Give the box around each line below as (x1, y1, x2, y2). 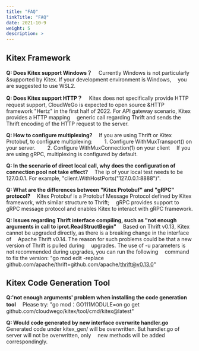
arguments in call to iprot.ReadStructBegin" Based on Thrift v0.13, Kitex (6, 223, 190, 230)
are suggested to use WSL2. (6, 82, 76, 89)
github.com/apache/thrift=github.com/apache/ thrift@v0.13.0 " (6, 261, 156, 268)
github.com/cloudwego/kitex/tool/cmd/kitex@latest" (6, 307, 134, 315)
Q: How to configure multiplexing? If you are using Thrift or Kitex (6, 131, 172, 138)
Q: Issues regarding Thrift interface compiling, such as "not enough (6, 216, 177, 223)
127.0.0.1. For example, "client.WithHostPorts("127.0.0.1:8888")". (6, 175, 162, 182)
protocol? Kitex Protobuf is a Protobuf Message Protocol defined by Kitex (6, 192, 192, 200)
